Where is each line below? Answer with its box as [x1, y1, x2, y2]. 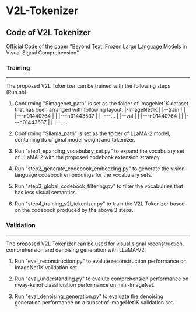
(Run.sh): [6, 89, 28, 96]
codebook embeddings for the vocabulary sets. [38, 172, 153, 179]
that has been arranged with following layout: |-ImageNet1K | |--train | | [14, 107, 185, 114]
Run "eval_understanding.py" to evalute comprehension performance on [14, 275, 189, 282]
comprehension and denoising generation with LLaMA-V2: [6, 246, 146, 253]
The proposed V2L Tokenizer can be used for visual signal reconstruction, [6, 240, 184, 247]
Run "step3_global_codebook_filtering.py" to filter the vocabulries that [14, 183, 184, 190]
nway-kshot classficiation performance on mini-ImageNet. [14, 281, 155, 288]
